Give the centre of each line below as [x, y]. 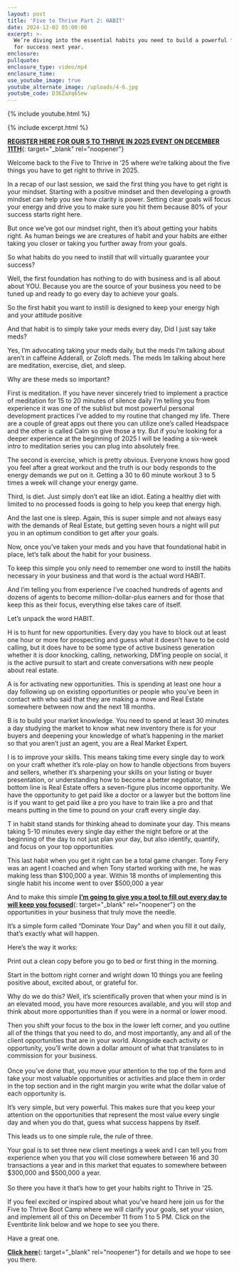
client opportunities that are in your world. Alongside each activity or [108, 1041]
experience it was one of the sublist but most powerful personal [101, 408]
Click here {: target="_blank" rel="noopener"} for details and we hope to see [119, 1252]
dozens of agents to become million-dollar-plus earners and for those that [116, 597]
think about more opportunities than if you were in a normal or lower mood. [117, 1012]
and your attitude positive [45, 315]
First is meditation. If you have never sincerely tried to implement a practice [118, 393]
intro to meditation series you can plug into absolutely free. [94, 446]
